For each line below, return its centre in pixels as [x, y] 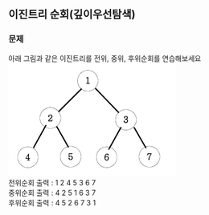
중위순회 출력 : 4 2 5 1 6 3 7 [52, 193]
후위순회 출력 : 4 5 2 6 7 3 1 [52, 202]
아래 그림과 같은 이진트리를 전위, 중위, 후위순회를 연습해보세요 [105, 58]
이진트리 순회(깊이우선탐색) [72, 14]
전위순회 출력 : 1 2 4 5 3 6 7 [52, 182]
